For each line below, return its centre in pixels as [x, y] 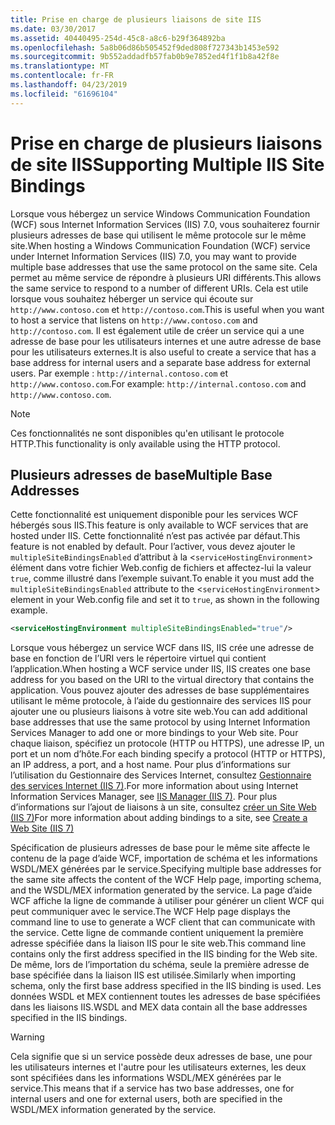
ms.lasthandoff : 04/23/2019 [69, 85]
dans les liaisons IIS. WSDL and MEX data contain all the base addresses [159, 1007]
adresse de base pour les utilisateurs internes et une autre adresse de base [166, 341]
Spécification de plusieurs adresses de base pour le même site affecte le [160, 848]
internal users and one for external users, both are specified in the [146, 1099]
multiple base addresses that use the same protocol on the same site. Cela [164, 267]
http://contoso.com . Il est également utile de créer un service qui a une [157, 330]
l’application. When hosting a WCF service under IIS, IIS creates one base [160, 669]
